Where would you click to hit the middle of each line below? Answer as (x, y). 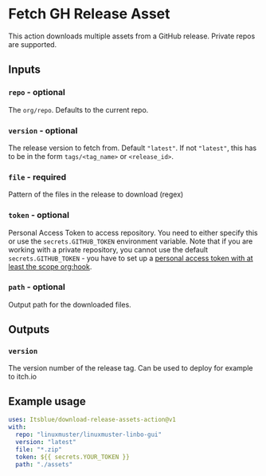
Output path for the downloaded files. (70, 304)
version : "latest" (46, 442)
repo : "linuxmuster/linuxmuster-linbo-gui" (88, 435)
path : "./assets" (44, 464)
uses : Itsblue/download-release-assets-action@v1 (92, 420)
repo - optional (37, 93)
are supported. (33, 44)
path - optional (37, 287)
